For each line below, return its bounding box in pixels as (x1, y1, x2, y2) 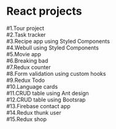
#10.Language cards (6, 83, 58, 90)
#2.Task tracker (6, 31, 46, 38)
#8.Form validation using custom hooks (6, 70, 106, 77)
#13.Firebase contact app (6, 102, 71, 109)
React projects (6, 4, 82, 18)
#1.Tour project (6, 24, 45, 32)
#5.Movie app (6, 50, 41, 57)
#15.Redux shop (6, 115, 47, 123)
